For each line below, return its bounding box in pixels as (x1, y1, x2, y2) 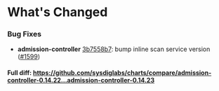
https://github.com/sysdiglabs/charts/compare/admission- (32, 69, 212, 77)
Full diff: (7, 69, 32, 77)
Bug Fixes (7, 29, 42, 39)
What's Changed (7, 4, 108, 20)
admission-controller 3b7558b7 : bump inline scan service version (17, 45, 211, 53)
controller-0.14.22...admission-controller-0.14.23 (7, 76, 155, 85)
